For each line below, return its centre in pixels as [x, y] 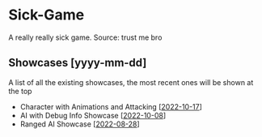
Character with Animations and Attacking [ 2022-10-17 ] [111, 106]
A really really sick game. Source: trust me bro [85, 37]
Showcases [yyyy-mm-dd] [78, 63]
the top [20, 91]
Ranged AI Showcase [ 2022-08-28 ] [80, 124]
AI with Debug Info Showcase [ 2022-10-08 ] [93, 115]
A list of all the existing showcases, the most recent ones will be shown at [131, 82]
